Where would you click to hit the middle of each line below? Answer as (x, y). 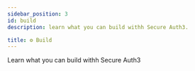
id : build (22, 21)
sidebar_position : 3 (38, 14)
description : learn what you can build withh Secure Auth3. (98, 27)
